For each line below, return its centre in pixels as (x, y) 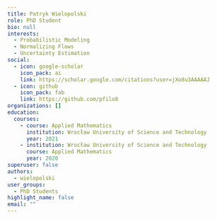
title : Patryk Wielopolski (47, 14)
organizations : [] (34, 106)
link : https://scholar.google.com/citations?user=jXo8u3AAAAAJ (115, 79)
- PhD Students (36, 191)
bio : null (22, 27)
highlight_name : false (41, 198)
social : (19, 60)
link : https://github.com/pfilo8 (69, 100)
